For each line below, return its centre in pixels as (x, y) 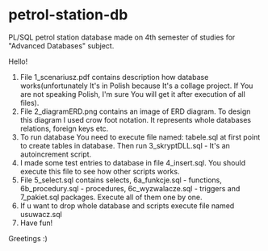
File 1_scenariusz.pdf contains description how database (114, 77)
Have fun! (36, 223)
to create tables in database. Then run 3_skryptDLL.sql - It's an (125, 145)
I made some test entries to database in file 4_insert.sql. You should (133, 162)
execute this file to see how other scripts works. (100, 171)
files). (29, 102)
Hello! (18, 61)
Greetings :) (28, 238)
